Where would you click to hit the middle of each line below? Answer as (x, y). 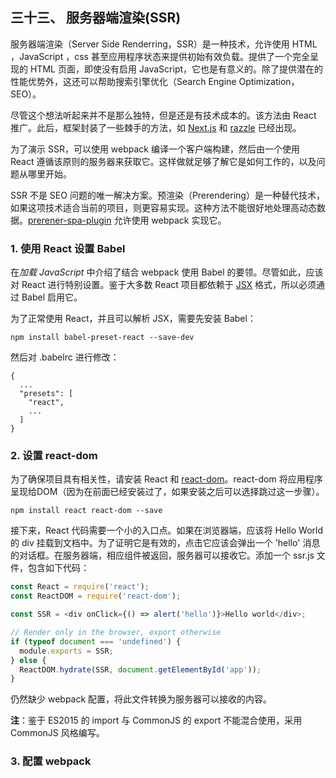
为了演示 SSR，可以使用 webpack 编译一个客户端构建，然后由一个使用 (155, 149)
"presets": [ (46, 394)
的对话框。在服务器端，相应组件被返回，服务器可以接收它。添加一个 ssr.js (162, 555)
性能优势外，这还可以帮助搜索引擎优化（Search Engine (123, 81)
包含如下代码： (58, 568)
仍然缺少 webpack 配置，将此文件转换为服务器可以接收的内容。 (141, 699)
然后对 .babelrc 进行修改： (65, 357)
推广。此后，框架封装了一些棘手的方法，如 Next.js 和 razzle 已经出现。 (156, 127)
